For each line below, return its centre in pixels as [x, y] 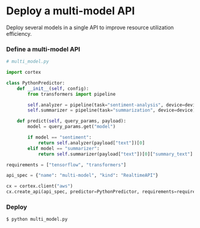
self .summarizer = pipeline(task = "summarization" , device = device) [112, 110]
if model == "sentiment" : [60, 138]
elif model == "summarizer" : [64, 148]
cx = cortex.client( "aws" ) [40, 186]
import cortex [24, 73]
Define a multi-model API [43, 49]
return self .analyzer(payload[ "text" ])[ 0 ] [91, 143]
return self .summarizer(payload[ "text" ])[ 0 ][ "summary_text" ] [115, 154]
